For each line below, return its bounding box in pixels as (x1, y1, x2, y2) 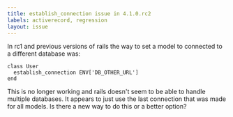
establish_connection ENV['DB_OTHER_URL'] (13, 69, 139, 77)
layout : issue (7, 23, 49, 30)
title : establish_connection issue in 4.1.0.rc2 (7, 10, 151, 17)
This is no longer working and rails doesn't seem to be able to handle (7, 88, 206, 96)
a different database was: (7, 49, 81, 58)
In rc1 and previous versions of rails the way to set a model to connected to (7, 42, 223, 51)
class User (7, 63, 39, 70)
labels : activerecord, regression (7, 17, 108, 24)
